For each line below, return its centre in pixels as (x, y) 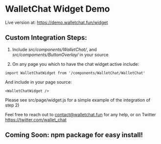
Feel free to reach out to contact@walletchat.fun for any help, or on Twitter (80, 114)
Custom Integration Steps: (46, 38)
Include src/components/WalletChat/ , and (54, 49)
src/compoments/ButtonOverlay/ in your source (60, 54)
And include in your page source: (39, 82)
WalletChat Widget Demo (57, 9)
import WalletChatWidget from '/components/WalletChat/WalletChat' (75, 73)
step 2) (12, 105)
